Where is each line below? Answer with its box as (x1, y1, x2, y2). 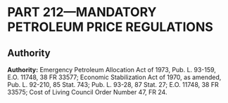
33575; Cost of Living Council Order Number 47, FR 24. (7, 88, 167, 96)
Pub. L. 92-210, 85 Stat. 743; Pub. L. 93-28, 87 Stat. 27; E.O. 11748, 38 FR (7, 81, 220, 88)
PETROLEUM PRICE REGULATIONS (7, 19, 213, 35)
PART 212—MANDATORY (7, 4, 157, 20)
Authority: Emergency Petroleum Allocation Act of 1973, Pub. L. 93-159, (7, 66, 217, 74)
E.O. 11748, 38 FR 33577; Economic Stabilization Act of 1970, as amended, (7, 73, 222, 81)
